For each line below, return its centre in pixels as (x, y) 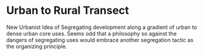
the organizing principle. (37, 46)
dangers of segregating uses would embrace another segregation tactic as (100, 40)
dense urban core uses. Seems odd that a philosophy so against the (92, 33)
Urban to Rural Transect (68, 11)
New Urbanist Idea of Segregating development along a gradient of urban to (102, 27)
